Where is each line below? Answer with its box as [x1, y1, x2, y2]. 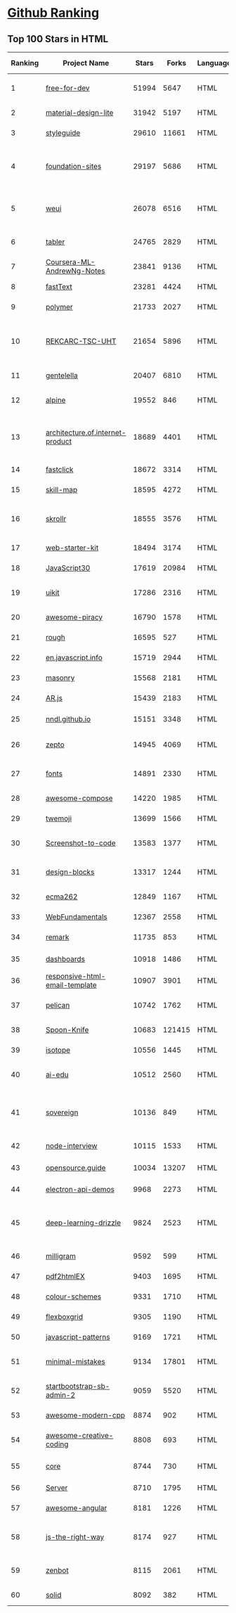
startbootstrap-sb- [45, 1382, 110, 1391]
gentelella [45, 371, 79, 380]
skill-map [45, 485, 78, 494]
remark [45, 932, 70, 942]
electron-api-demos [45, 1185, 114, 1194]
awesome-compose [45, 793, 114, 803]
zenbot [45, 1566, 69, 1575]
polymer [45, 302, 74, 311]
